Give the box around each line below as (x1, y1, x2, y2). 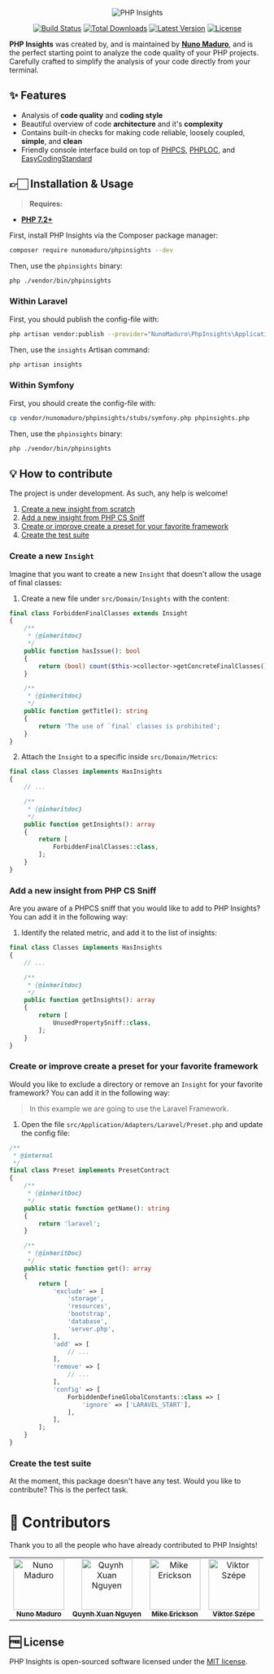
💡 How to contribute (9, 466, 113, 480)
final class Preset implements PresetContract (9, 1166, 170, 1175)
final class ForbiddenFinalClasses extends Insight (9, 609, 188, 618)
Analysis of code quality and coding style (20, 110, 163, 120)
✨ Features (9, 89, 67, 103)
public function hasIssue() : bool (24, 647, 141, 655)
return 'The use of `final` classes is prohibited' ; (38, 722, 221, 730)
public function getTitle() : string (24, 707, 149, 715)
